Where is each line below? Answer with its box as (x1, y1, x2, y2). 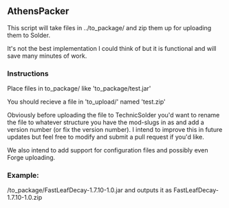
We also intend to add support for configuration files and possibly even (7, 146, 208, 154)
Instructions (7, 69, 50, 78)
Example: (7, 171, 39, 181)
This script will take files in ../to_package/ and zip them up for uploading (7, 23, 212, 32)
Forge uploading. (7, 154, 56, 162)
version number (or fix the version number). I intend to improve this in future (7, 126, 223, 134)
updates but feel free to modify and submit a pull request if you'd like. (7, 133, 205, 141)
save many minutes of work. (7, 51, 87, 60)
